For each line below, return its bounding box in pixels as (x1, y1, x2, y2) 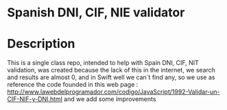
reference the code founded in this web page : (7, 81, 139, 89)
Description (7, 36, 75, 52)
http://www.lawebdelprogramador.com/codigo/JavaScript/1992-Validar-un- (7, 87, 221, 96)
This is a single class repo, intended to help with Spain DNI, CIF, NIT (7, 59, 199, 67)
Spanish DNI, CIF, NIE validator (7, 5, 185, 20)
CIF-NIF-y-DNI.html (7, 95, 63, 103)
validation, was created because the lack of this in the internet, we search (7, 66, 216, 74)
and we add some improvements (64, 95, 156, 103)
